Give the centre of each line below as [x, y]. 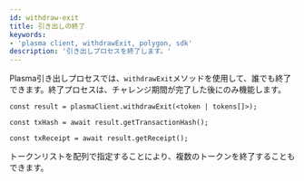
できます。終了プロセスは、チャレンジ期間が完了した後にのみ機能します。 [148, 90]
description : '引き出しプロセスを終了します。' [90, 52]
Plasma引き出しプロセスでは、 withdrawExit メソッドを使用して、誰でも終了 [151, 79]
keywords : [28, 34]
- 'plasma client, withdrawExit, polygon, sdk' [101, 43]
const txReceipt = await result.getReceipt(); [99, 138]
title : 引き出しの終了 [48, 26]
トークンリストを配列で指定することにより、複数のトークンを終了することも [152, 157]
